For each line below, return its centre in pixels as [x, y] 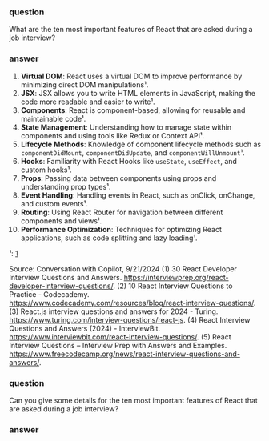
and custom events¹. [54, 203]
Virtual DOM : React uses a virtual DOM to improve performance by [131, 76]
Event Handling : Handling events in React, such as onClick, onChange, [138, 195]
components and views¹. [61, 220]
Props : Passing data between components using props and [118, 178]
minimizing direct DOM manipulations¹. [84, 84]
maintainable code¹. [53, 118]
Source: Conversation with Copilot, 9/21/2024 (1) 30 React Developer [123, 269]
